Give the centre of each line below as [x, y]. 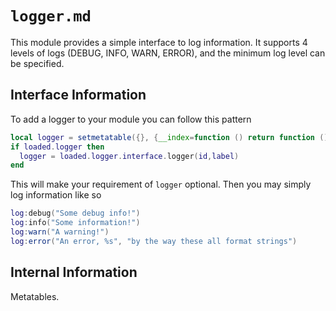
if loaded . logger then [57, 147]
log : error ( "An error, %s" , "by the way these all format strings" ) [154, 241]
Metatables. [35, 296]
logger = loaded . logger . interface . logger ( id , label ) [129, 156]
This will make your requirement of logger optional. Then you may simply [161, 184]
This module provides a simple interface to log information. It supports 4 [159, 42]
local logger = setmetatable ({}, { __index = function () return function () [169, 137]
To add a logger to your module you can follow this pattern [131, 119]
